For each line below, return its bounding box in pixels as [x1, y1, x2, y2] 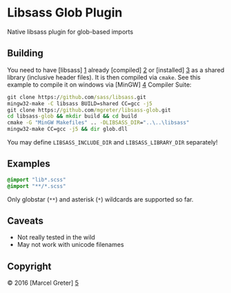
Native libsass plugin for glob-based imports [7, 28, 134, 36]
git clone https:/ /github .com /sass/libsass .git [7, 94, 147, 100]
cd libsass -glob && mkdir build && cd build [7, 113, 137, 120]
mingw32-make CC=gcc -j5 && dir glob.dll [7, 126, 128, 133]
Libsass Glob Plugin [7, 5, 123, 21]
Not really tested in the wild [17, 233, 95, 241]
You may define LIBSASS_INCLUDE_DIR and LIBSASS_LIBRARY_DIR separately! [7, 138, 219, 146]
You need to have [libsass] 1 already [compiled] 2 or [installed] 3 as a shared [7, 65, 225, 74]
